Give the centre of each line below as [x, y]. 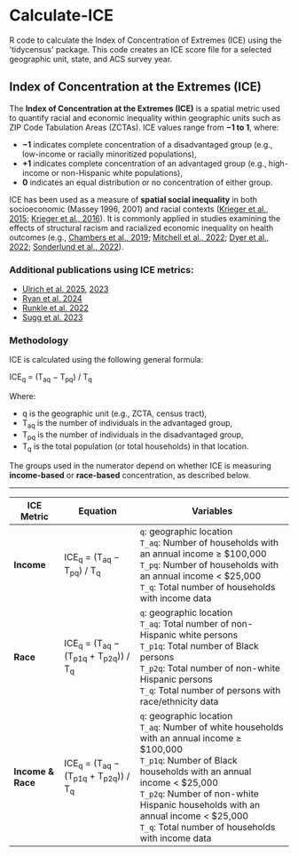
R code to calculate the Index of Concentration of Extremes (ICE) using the [145, 40]
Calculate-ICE [61, 16]
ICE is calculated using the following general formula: [106, 360]
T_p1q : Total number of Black [199, 645]
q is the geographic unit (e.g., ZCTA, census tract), [114, 413]
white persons [208, 635]
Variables [212, 510]
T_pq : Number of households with [209, 564]
